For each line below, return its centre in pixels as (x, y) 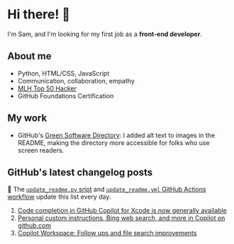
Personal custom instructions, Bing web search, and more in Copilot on (121, 218)
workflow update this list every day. (59, 197)
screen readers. (41, 150)
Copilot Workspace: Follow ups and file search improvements (107, 233)
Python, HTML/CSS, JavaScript (63, 73)
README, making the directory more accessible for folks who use (114, 143)
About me (29, 56)
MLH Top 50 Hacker (47, 88)
